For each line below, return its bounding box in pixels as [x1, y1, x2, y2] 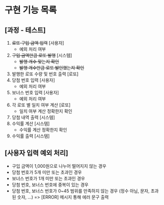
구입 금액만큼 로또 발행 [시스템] [11, 53, 72, 58]
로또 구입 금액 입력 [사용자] [11, 40, 64, 46]
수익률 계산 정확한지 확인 [19, 127, 67, 133]
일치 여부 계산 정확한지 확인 [19, 108, 72, 114]
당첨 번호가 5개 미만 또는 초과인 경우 [11, 169, 82, 175]
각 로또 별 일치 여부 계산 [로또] [11, 102, 71, 108]
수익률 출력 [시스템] [11, 133, 50, 139]
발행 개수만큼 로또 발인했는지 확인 [19, 65, 85, 70]
